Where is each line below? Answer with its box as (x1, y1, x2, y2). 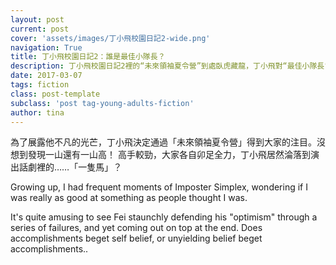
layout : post (10, 14, 65, 25)
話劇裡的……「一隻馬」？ (18, 161, 123, 173)
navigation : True (10, 42, 83, 53)
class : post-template (10, 89, 101, 99)
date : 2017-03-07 (10, 71, 83, 81)
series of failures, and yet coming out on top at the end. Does (10, 222, 263, 234)
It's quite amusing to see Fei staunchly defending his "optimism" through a (10, 211, 318, 223)
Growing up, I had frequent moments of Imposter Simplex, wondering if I (10, 181, 308, 193)
